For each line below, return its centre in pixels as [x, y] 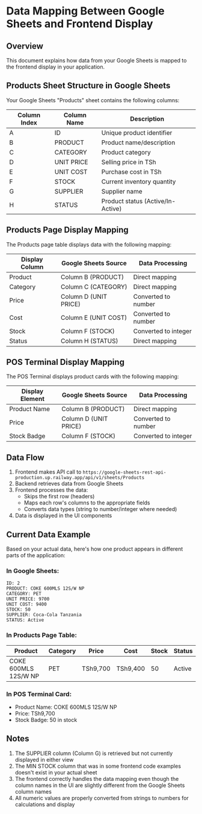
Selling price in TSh [129, 162]
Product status [122, 201]
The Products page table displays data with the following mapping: [89, 244]
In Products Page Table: [41, 635]
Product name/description [138, 142]
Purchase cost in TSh [131, 171]
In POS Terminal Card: [39, 694]
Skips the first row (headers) [59, 497]
